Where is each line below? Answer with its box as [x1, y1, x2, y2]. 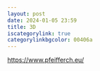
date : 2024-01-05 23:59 [7, 17, 77, 24]
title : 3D [7, 23, 37, 30]
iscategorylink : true [7, 30, 71, 37]
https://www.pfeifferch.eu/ [7, 56, 85, 64]
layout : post [7, 10, 46, 18]
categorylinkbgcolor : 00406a [7, 37, 93, 44]
